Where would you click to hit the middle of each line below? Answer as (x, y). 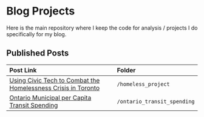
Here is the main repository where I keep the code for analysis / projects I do (102, 28)
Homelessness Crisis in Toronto (55, 87)
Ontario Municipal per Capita (50, 98)
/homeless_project (143, 84)
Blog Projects (41, 11)
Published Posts (38, 53)
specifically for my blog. (36, 34)
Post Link (23, 70)
